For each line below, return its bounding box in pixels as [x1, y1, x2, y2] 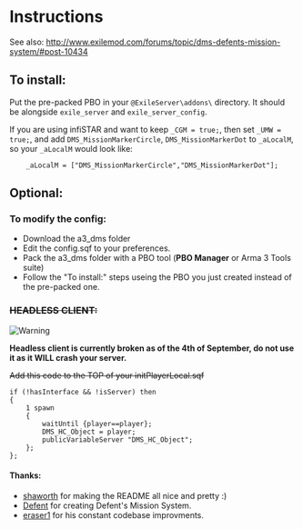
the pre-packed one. [22, 282, 100, 293]
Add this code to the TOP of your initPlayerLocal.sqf [9, 370, 205, 381]
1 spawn [25, 403, 55, 413]
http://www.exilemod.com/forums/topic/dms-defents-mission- [45, 36, 281, 47]
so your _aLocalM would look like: [9, 143, 134, 154]
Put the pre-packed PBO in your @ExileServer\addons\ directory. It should [9, 96, 285, 107]
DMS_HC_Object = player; [42, 427, 136, 436]
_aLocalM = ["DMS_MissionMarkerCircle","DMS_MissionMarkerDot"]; [25, 161, 279, 170]
